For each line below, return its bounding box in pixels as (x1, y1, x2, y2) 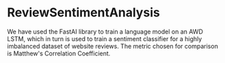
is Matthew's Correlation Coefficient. (7, 49, 111, 58)
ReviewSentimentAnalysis (7, 5, 161, 21)
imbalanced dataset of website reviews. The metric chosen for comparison (7, 42, 219, 50)
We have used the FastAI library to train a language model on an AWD (7, 27, 203, 36)
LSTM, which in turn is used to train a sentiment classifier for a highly (7, 34, 202, 42)
